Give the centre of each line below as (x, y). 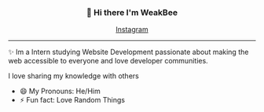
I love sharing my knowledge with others (73, 76)
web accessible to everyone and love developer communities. (108, 61)
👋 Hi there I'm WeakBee (132, 13)
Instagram (132, 30)
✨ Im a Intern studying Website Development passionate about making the (128, 52)
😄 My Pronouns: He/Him (60, 91)
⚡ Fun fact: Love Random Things (72, 100)
